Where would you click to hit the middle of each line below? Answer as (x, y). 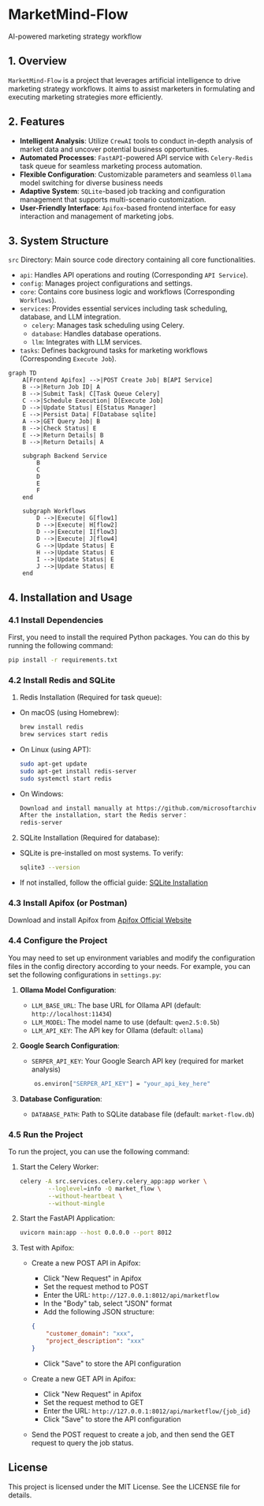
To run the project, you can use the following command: (99, 1151)
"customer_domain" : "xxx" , (90, 1334)
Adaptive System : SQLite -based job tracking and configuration (123, 191)
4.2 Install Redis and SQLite (62, 680)
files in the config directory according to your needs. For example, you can (129, 966)
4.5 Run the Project (46, 1135)
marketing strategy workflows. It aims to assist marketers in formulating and (132, 88)
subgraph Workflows (54, 511)
